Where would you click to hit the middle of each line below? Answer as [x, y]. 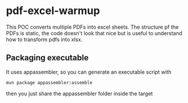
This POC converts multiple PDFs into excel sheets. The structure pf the [93, 27]
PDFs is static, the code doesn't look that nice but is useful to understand [94, 33]
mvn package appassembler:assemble [49, 83]
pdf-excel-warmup [53, 11]
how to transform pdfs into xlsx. [44, 39]
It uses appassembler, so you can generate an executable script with [89, 72]
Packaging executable [47, 58]
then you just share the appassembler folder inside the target [79, 93]
